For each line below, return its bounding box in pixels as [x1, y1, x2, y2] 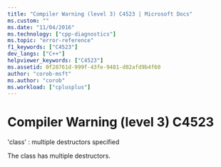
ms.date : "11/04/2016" [7, 24, 75, 31]
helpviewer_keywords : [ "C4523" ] [7, 57, 103, 64]
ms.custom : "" [7, 17, 50, 24]
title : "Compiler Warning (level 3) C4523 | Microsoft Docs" [7, 10, 193, 18]
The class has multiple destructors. [7, 151, 110, 161]
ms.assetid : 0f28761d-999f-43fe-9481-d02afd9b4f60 [7, 64, 161, 71]
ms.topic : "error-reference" [7, 37, 94, 44]
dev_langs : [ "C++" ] [7, 51, 66, 58]
